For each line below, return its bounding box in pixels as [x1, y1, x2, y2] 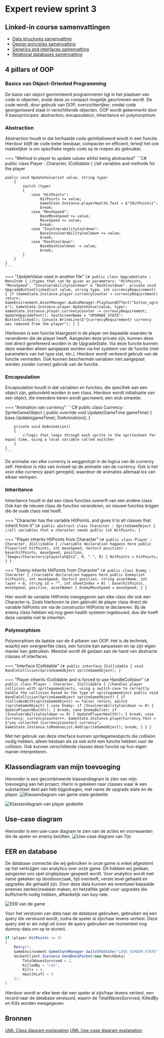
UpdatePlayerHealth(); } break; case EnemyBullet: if [5, 707, 117, 712]
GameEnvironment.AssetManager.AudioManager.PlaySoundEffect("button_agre [5, 300, 159, 305]
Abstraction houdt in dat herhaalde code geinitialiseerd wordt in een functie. [5, 135, 159, 141]
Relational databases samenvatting [12, 51, 83, 57]
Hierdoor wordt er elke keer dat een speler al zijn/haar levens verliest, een [5, 990, 154, 995]
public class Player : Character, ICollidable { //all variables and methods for [5, 160, 155, 166]
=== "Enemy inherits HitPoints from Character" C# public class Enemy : [5, 567, 151, 573]
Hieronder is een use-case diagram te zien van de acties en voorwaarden [5, 828, 153, 834]
